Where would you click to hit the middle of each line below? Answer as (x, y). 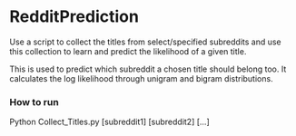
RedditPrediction (74, 17)
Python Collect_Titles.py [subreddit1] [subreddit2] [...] (110, 122)
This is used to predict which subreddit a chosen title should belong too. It (148, 69)
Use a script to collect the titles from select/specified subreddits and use (145, 42)
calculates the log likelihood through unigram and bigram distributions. (142, 78)
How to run (34, 102)
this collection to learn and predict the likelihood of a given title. (128, 51)
